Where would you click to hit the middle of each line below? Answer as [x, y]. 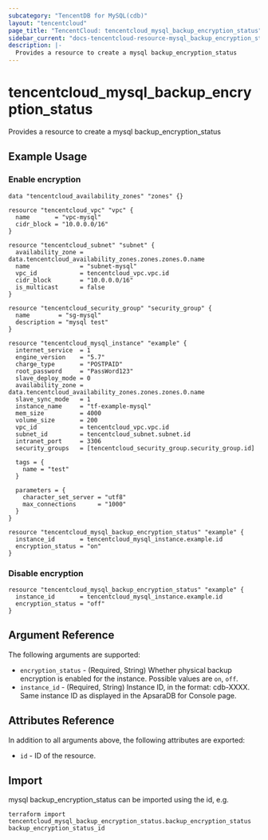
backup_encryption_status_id [57, 829]
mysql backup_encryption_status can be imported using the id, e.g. [118, 800]
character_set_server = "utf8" [75, 497]
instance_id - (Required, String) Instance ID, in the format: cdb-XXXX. [134, 687]
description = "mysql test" [62, 322]
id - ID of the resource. [58, 755]
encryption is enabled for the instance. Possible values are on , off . [129, 678]
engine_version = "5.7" [60, 357]
